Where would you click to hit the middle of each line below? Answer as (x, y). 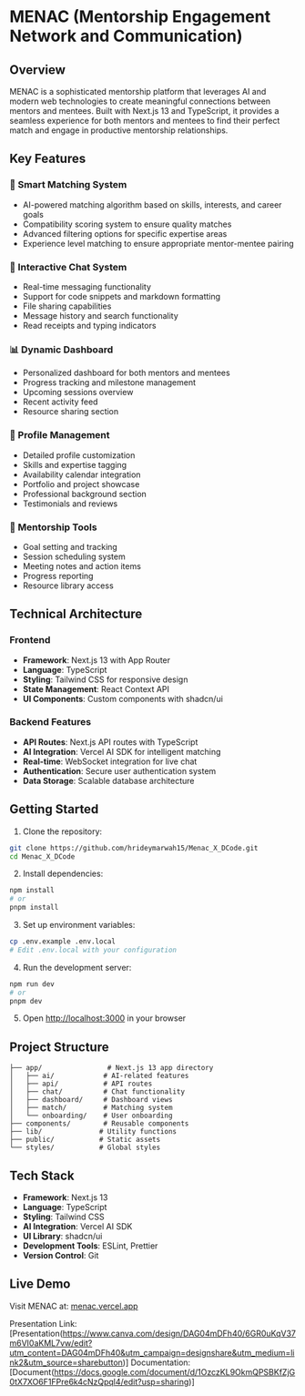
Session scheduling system (74, 556)
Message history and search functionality (101, 315)
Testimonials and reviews (70, 504)
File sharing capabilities (67, 306)
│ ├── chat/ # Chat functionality (97, 1092)
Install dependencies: (63, 874)
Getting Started (54, 809)
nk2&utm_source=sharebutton (66, 1362)
